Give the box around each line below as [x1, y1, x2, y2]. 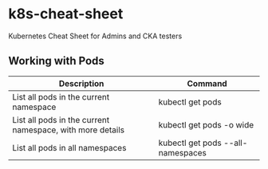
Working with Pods [8, 54, 105, 68]
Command [187, 77, 227, 88]
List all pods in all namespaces [12, 142, 127, 153]
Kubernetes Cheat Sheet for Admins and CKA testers [8, 31, 183, 41]
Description [58, 77, 104, 88]
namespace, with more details [12, 124, 125, 136]
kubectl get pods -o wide [158, 119, 254, 130]
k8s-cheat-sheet [8, 5, 124, 23]
